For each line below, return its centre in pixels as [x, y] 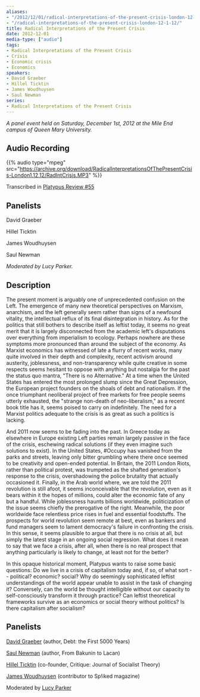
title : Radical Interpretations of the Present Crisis [76, 28]
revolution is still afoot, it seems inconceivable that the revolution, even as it [99, 489]
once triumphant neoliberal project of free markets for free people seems [96, 394]
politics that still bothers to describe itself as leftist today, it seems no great [98, 325]
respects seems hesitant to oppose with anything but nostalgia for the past [98, 369]
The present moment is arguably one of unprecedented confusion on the [96, 299]
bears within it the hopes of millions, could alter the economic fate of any [96, 495]
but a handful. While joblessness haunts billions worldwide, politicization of [98, 501]
